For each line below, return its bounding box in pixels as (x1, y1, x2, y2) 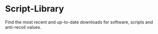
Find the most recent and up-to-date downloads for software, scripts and (5, 19, 153, 25)
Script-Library (5, 3, 64, 14)
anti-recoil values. (5, 24, 42, 30)
